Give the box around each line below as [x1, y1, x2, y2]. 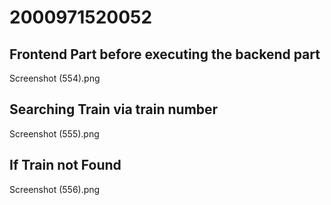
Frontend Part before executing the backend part [9, 46, 321, 63]
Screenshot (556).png [9, 183, 101, 195]
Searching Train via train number [9, 101, 219, 118]
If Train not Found [9, 157, 122, 174]
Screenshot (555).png [9, 127, 100, 140]
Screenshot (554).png [9, 72, 101, 84]
